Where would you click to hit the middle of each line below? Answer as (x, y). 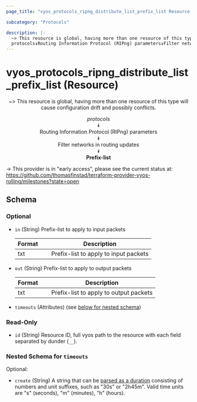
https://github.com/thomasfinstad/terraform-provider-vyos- (78, 175)
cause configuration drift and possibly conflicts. (98, 108)
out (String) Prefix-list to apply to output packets (73, 268)
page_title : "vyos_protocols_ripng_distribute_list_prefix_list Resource (98, 11)
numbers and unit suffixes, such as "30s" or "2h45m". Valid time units (99, 387)
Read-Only (22, 322)
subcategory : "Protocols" (38, 22)
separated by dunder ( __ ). (46, 342)
